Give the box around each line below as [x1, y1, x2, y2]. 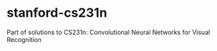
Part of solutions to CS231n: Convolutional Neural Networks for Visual [6, 28, 211, 36]
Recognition [6, 35, 42, 43]
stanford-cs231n [6, 5, 108, 21]
